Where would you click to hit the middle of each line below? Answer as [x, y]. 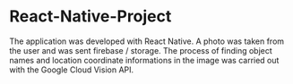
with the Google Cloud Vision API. [72, 70]
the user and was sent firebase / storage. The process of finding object [141, 50]
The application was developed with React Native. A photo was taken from [147, 41]
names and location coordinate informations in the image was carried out [144, 60]
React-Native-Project [90, 17]
